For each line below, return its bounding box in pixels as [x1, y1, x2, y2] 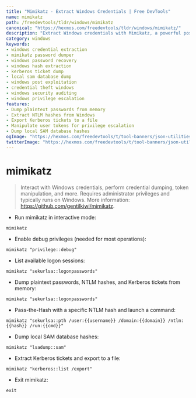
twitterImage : [6, 139, 41, 145]
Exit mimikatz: [14, 376, 48, 383]
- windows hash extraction [6, 63, 72, 69]
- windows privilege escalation [6, 95, 85, 101]
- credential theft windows [6, 85, 75, 91]
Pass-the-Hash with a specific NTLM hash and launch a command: [14, 306, 176, 313]
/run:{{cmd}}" [29, 322, 64, 328]
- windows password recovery [6, 57, 77, 63]
